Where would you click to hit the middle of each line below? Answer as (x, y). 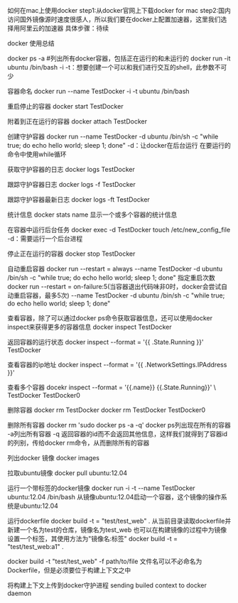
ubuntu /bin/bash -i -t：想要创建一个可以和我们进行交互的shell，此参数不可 (117, 67)
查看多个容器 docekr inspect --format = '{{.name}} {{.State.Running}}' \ (112, 387)
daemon (20, 593)
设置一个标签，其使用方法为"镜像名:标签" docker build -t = (93, 539)
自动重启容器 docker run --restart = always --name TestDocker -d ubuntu (115, 269)
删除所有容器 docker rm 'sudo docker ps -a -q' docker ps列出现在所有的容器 (119, 425)
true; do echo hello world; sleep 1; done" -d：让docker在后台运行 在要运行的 (119, 145)
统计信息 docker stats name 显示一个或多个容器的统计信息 (92, 214)
